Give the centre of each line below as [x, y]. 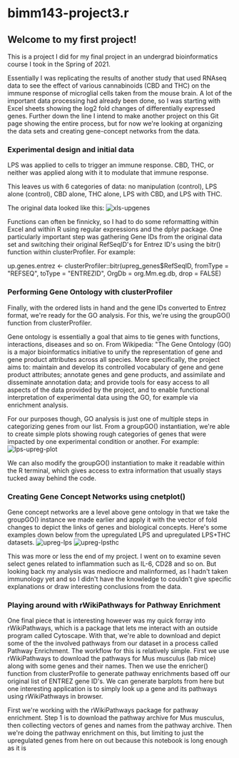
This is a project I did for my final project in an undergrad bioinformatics [113, 56]
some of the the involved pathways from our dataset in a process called [113, 643]
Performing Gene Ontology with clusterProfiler [90, 292]
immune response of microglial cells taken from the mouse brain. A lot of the [120, 93]
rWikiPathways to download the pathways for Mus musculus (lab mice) [112, 659]
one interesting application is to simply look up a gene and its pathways [112, 689]
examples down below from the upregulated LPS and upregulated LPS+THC [119, 535]
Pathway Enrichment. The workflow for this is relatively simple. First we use [118, 651]
